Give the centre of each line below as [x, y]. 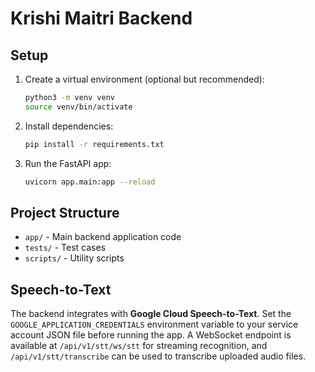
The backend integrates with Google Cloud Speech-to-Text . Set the [151, 314]
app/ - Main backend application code [103, 237]
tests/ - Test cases [65, 248]
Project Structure [65, 212]
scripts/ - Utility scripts [74, 258]
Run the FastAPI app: [68, 163]
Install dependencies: [69, 126]
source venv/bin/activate [78, 107]
